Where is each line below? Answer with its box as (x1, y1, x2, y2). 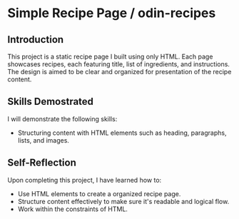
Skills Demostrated (7, 96, 94, 108)
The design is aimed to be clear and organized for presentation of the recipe (7, 68, 232, 76)
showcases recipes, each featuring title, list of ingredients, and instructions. (7, 60, 230, 68)
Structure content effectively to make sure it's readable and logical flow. (17, 197, 230, 205)
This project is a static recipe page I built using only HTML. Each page (7, 52, 213, 61)
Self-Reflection (7, 157, 76, 169)
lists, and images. (17, 136, 70, 144)
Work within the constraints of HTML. (17, 205, 128, 213)
